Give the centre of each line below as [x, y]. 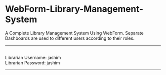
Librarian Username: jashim [33, 57]
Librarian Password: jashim [33, 63]
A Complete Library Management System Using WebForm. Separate [75, 33]
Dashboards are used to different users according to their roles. [70, 38]
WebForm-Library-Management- [74, 9]
